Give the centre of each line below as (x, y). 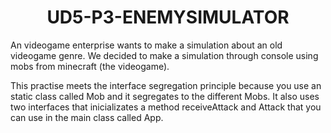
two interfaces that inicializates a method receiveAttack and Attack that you (166, 107)
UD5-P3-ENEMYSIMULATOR (168, 17)
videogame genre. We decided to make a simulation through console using (164, 55)
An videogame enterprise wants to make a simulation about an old (146, 45)
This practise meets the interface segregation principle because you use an (166, 85)
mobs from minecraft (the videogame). (90, 66)
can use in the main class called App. (87, 117)
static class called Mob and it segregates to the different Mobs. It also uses (165, 96)
